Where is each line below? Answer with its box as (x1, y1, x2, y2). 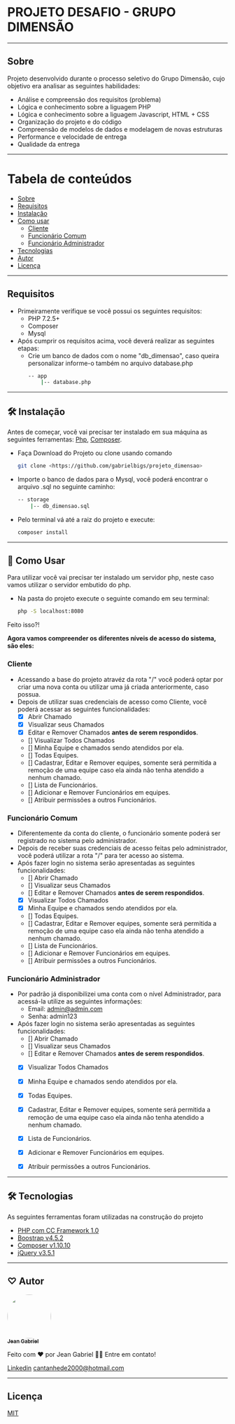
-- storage (17, 495, 50, 503)
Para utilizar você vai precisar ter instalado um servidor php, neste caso (7, 573, 215, 582)
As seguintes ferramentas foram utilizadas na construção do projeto (7, 1212, 204, 1221)
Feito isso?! (7, 621, 40, 629)
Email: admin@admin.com (27, 1005, 103, 1013)
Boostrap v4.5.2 (17, 1233, 64, 1242)
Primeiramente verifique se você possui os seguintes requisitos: (17, 306, 202, 315)
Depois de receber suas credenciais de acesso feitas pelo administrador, (17, 844, 228, 852)
